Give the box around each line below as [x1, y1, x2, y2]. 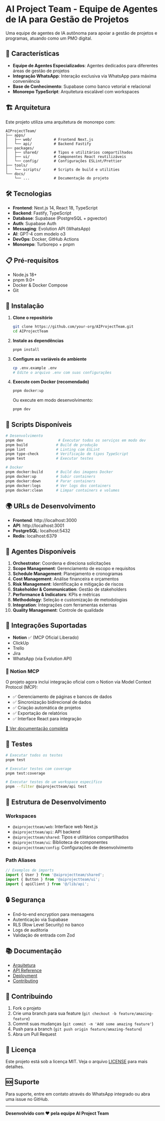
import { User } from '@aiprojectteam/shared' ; [5, 872, 105, 878]
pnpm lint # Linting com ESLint [5, 447, 100, 452]
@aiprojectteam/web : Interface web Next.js [12, 823, 98, 830]
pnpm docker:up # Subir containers [5, 474, 96, 479]
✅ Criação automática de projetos [12, 705, 81, 711]
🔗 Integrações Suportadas [5, 622, 87, 630]
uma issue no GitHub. [5, 1096, 49, 1102]
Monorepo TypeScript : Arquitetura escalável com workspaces [12, 88, 140, 94]
